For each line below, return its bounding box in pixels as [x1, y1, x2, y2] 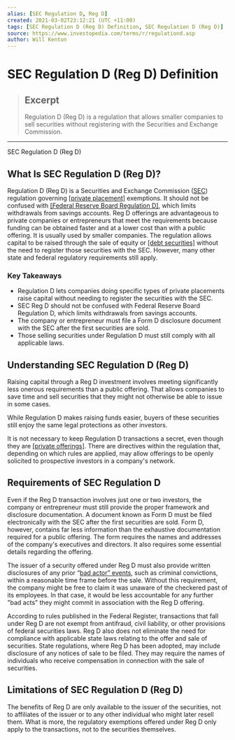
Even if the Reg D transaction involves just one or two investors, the [7, 495, 202, 504]
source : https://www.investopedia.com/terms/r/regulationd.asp [7, 29, 196, 37]
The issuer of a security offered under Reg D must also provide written [7, 561, 211, 569]
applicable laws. [17, 339, 64, 347]
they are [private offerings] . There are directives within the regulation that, [7, 442, 221, 450]
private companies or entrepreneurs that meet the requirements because [7, 216, 218, 225]
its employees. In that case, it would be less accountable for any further [7, 590, 214, 599]
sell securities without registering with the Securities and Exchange [24, 120, 218, 129]
